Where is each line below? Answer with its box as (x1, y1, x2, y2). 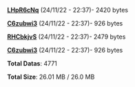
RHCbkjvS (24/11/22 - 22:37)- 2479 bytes (7, 32, 126, 41)
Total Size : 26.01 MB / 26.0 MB (7, 72, 95, 81)
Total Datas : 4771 (7, 59, 57, 68)
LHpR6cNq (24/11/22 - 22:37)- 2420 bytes (7, 6, 129, 14)
